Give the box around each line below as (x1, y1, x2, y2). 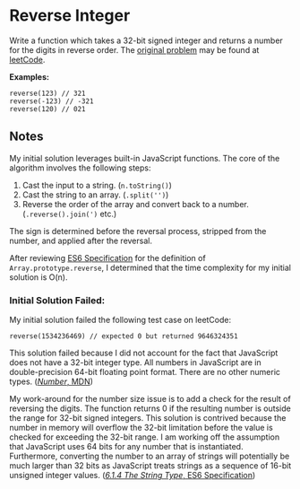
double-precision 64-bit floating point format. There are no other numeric (9, 367, 280, 378)
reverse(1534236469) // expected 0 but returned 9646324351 (9, 332, 239, 341)
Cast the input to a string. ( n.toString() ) (21, 179, 173, 190)
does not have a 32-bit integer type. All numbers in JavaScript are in (9, 357, 261, 368)
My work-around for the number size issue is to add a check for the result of (9, 394, 291, 405)
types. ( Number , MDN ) (9, 376, 94, 387)
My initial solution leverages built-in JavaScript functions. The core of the (9, 153, 280, 163)
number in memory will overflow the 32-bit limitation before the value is (9, 423, 273, 433)
